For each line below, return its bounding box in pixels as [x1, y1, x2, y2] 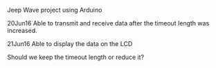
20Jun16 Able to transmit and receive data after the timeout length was [7, 19, 210, 27]
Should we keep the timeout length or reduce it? [7, 53, 144, 61]
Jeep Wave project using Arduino [7, 6, 102, 14]
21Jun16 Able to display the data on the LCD [7, 40, 133, 47]
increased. [7, 27, 38, 34]
